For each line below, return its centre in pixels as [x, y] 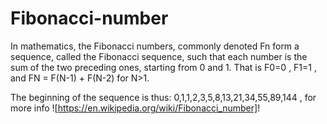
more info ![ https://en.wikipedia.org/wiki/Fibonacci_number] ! [135, 108]
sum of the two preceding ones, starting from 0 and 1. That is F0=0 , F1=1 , [163, 67]
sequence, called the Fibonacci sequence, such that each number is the [159, 56]
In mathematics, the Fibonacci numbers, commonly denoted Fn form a [155, 46]
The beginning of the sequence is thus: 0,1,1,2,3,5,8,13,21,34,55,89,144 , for [163, 97]
